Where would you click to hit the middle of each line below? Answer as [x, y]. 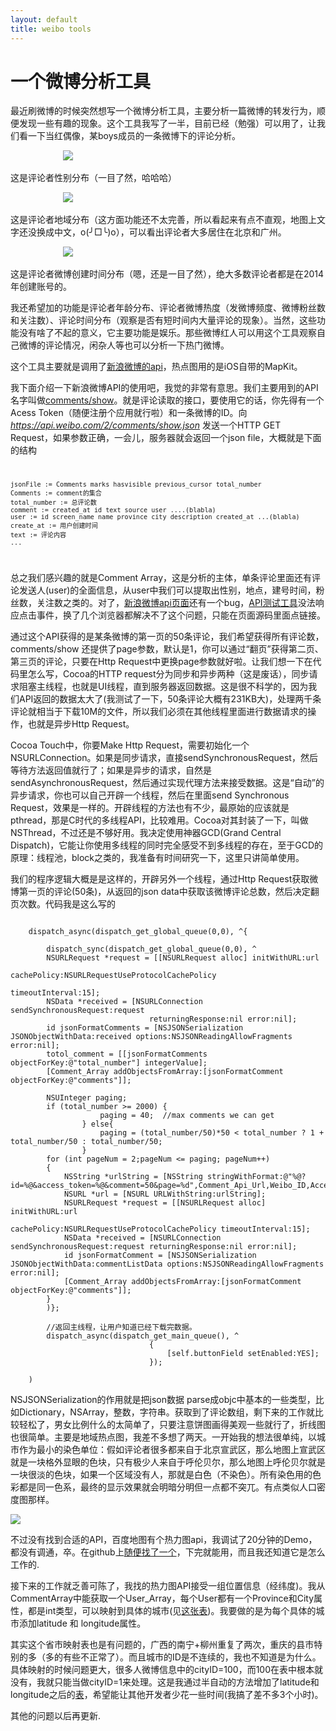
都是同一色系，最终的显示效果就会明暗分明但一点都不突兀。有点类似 [159, 1487]
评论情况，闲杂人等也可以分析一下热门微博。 [137, 345]
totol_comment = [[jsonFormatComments [127, 1054]
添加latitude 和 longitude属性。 [82, 1623]
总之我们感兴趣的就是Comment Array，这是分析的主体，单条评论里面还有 [161, 578]
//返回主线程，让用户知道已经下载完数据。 [121, 1327]
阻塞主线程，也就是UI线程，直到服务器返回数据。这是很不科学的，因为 [163, 687]
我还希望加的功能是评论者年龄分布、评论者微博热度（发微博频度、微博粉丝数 [168, 308]
